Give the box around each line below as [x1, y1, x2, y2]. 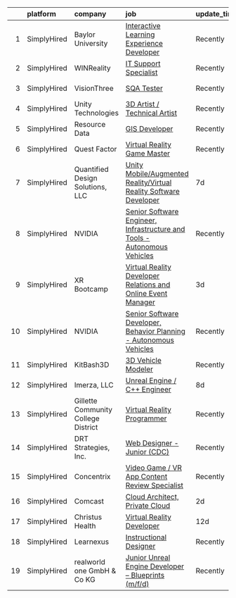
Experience [125, 39, 164, 48]
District [74, 423, 98, 432]
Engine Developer [125, 561, 185, 571]
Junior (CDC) [125, 447, 170, 456]
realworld [74, 557, 105, 566]
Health [74, 521, 96, 530]
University [74, 39, 108, 48]
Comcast [74, 497, 104, 506]
